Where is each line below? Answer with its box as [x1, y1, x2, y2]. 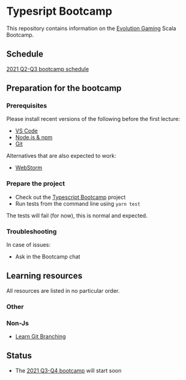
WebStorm [15, 164, 43, 171]
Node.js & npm [15, 134, 53, 141]
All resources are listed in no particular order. [6, 287, 121, 294]
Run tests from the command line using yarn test [15, 200, 141, 207]
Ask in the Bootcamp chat [15, 253, 81, 260]
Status [6, 351, 32, 361]
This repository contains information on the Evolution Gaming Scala [6, 25, 176, 32]
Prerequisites [6, 101, 47, 110]
